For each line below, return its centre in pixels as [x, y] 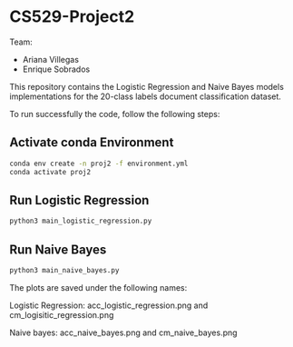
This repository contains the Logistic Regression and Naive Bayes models [146, 86]
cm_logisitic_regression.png [62, 314]
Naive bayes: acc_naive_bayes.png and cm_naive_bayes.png [123, 332]
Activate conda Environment [92, 143]
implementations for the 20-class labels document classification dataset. [145, 96]
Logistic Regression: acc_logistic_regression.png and [109, 305]
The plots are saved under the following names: [98, 287]
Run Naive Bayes [58, 249]
